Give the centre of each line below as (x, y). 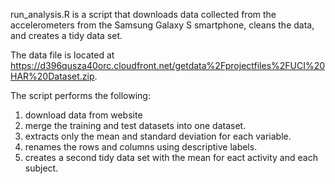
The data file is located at (62, 55)
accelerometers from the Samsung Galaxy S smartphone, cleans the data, (162, 25)
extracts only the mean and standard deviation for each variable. (158, 136)
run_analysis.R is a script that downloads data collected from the (143, 14)
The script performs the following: (80, 95)
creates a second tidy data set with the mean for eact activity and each (171, 157)
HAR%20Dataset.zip (52, 76)
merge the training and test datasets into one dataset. (135, 125)
